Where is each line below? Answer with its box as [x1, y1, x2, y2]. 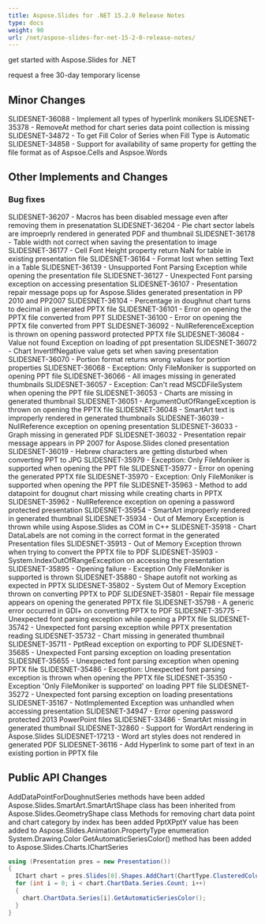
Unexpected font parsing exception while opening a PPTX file [8, 614, 208, 624]
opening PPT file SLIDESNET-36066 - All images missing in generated [8, 371, 237, 381]
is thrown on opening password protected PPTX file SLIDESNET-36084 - [8, 329, 244, 339]
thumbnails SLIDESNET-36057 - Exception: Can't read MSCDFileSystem [8, 379, 243, 389]
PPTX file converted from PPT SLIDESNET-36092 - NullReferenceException [8, 321, 255, 330]
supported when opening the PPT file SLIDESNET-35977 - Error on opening [8, 463, 254, 473]
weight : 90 [8, 26, 44, 34]
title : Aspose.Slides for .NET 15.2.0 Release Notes [8, 11, 185, 20]
